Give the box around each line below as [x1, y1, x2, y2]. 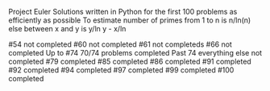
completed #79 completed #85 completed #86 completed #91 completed [8, 56, 251, 66]
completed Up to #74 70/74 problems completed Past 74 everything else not [8, 48, 263, 57]
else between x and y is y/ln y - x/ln [8, 24, 127, 33]
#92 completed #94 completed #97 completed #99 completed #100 [8, 65, 235, 75]
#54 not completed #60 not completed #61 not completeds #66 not [8, 39, 232, 49]
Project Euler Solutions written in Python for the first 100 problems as [8, 7, 238, 16]
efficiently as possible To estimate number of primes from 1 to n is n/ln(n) [8, 15, 251, 25]
